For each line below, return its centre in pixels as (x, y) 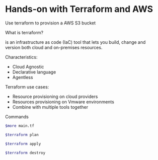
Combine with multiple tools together (50, 107)
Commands (17, 117)
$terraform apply (23, 144)
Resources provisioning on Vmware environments (63, 102)
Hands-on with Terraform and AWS (79, 9)
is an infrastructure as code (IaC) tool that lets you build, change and (75, 42)
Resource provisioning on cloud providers (55, 96)
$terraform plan (22, 135)
